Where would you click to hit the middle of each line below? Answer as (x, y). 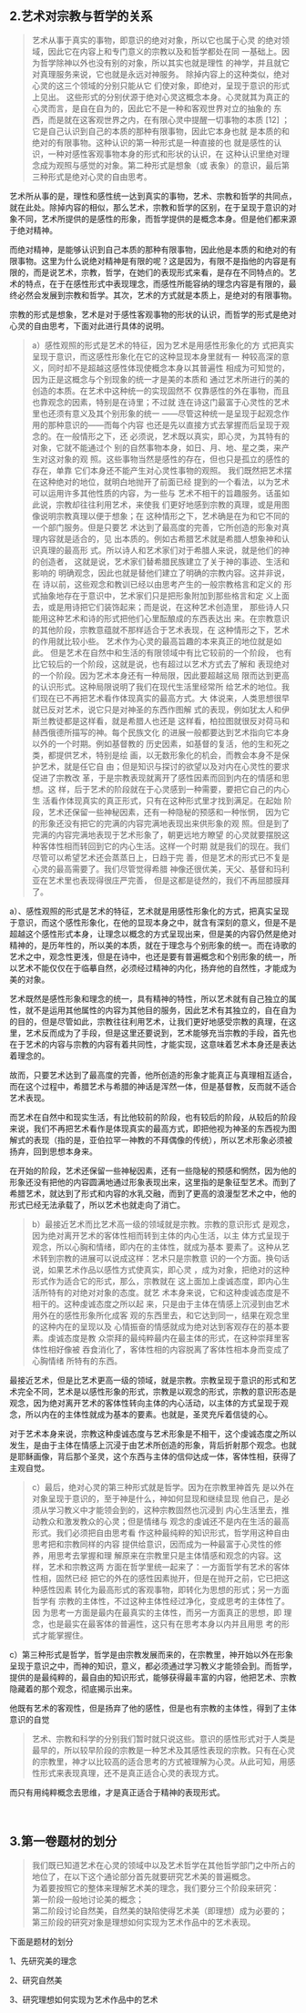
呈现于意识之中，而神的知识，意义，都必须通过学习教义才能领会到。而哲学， (153, 1666)
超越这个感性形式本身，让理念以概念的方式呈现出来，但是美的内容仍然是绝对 (153, 934)
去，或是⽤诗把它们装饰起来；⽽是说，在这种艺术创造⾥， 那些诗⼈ (157, 607)
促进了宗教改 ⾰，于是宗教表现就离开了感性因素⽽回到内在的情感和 (157, 778)
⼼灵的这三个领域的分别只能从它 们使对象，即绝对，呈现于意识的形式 (160, 86)
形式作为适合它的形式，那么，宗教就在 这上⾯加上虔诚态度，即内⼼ (157, 1281)
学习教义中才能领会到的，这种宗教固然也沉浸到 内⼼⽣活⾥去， (165, 1509)
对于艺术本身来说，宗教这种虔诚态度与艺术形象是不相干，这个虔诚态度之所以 (153, 1434)
